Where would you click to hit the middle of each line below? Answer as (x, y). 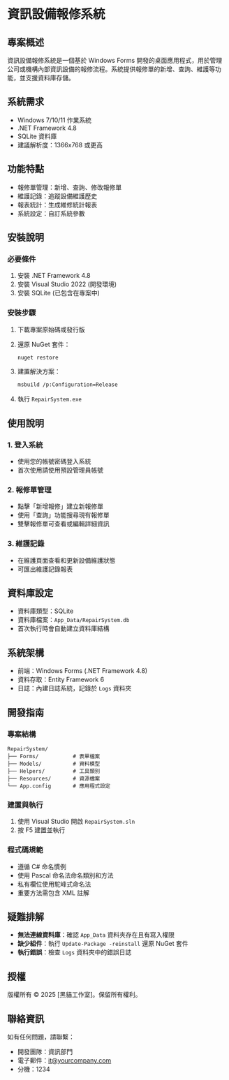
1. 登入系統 (25, 445)
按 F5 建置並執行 (41, 830)
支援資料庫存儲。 (50, 78)
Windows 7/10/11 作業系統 (54, 120)
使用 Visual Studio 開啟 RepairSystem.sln (76, 822)
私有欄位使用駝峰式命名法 (54, 884)
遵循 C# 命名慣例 (42, 866)
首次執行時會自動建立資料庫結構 (63, 628)
